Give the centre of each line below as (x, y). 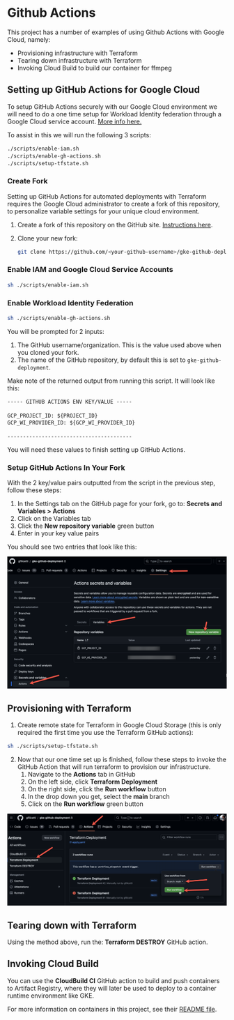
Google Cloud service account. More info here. (75, 121)
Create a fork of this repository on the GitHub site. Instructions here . (115, 224)
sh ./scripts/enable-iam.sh (48, 285)
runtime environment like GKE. (51, 996)
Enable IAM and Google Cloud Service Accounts (90, 270)
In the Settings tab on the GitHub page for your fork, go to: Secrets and (120, 504)
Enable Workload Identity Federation (70, 303)
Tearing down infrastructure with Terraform (79, 60)
